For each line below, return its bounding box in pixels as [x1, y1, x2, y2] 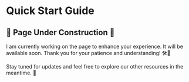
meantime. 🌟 [6, 69, 37, 76]
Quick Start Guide [6, 4, 95, 18]
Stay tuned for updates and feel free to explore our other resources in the [6, 63, 184, 70]
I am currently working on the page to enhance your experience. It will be [6, 43, 184, 50]
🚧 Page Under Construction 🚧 [6, 28, 115, 37]
